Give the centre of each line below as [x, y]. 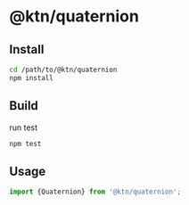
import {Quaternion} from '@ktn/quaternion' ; [95, 192]
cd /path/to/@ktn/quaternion [63, 70]
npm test [25, 143]
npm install [31, 78]
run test [24, 127]
